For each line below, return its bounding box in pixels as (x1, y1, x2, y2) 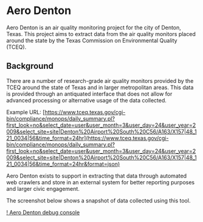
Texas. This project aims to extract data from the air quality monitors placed (6, 30, 196, 37)
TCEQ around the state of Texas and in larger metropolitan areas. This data (6, 84, 194, 91)
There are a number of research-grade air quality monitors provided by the (6, 77, 194, 84)
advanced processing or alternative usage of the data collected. (6, 96, 167, 104)
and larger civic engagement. (6, 185, 80, 192)
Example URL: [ (6, 108, 45, 116)
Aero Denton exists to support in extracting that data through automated (6, 172, 187, 179)
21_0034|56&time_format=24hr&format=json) (6, 160, 120, 168)
